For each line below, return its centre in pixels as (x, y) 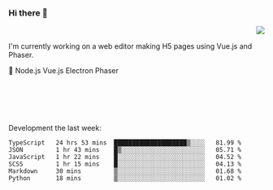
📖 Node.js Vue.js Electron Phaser (64, 71)
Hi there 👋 (28, 13)
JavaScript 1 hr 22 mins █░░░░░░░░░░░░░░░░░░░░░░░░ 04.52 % (125, 158)
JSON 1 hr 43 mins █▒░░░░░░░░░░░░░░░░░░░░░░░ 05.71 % (125, 150)
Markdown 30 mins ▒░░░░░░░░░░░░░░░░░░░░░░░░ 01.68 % (125, 171)
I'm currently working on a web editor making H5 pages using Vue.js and (130, 46)
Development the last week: (55, 128)
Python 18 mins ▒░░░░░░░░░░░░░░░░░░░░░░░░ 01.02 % (125, 179)
